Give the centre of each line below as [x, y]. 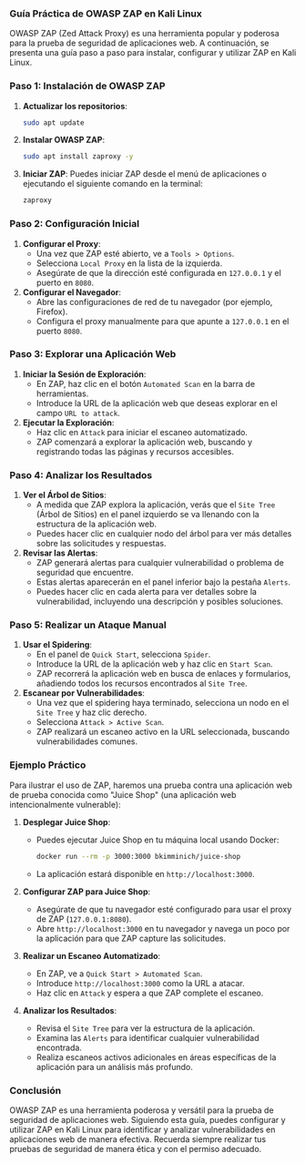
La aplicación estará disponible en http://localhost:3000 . [145, 873]
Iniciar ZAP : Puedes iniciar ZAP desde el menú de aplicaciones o [144, 174]
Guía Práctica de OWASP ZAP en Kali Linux [106, 14]
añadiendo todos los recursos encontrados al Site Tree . [142, 684]
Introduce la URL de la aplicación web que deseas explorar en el [157, 403]
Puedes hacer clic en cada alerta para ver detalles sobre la [147, 592]
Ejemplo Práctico [48, 765]
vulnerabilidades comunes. [87, 741]
